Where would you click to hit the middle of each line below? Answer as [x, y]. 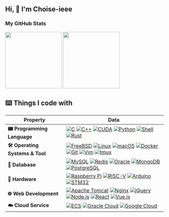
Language [20, 137]
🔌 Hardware [22, 179]
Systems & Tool [27, 153]
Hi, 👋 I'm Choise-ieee [39, 9]
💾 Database [22, 165]
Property [34, 120]
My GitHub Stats [26, 24]
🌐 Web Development [33, 193]
